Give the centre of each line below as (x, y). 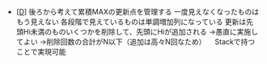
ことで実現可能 (41, 52)
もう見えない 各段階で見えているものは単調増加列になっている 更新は (131, 22)
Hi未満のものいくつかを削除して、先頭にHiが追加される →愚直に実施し (141, 32)
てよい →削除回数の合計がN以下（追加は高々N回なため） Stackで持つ (136, 42)
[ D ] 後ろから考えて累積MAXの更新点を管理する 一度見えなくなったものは (138, 12)
